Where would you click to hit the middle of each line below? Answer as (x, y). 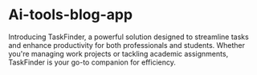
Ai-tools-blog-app (71, 15)
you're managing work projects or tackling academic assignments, (118, 53)
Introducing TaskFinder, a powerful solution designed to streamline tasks (128, 37)
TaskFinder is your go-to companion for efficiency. (92, 62)
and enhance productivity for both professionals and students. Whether (127, 45)
